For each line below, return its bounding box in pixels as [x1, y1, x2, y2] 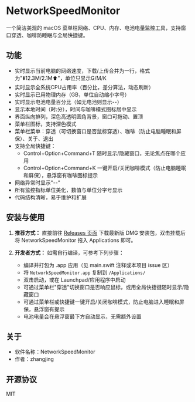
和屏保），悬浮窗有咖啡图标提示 [23, 171, 98, 178]
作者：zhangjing [14, 356, 54, 363]
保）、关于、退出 [14, 135, 54, 142]
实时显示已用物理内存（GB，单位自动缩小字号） [14, 91, 130, 98]
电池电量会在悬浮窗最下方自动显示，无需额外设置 [23, 313, 142, 320]
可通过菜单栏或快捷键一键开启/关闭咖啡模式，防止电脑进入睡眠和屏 [23, 298, 184, 305]
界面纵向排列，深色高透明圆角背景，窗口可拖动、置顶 [14, 113, 143, 120]
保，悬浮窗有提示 [23, 305, 65, 312]
